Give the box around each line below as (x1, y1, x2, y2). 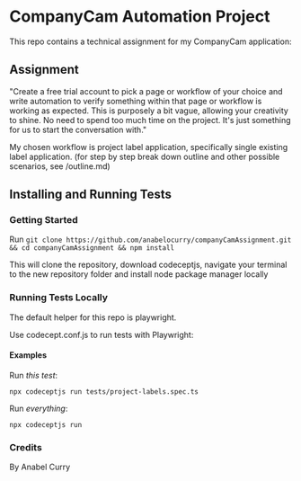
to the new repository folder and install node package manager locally (9, 269, 269, 280)
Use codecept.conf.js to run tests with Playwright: (9, 329, 194, 340)
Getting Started (9, 214, 78, 227)
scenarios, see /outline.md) (9, 160, 111, 172)
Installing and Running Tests (9, 187, 173, 202)
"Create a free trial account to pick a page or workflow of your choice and (9, 85, 283, 96)
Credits (9, 441, 42, 453)
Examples (9, 350, 48, 361)
